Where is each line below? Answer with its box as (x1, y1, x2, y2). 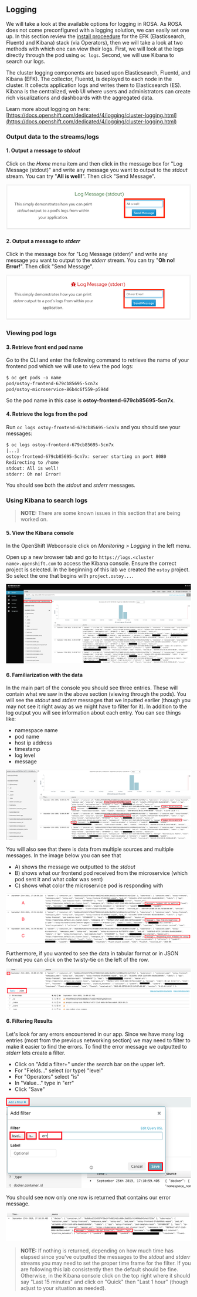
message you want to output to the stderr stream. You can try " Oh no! (6, 257, 175, 264)
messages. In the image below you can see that (6, 851, 121, 859)
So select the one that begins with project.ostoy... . (6, 572, 134, 580)
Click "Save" (14, 1086, 45, 1093)
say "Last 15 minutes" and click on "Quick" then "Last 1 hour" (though (20, 1278, 189, 1285)
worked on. (20, 516, 48, 523)
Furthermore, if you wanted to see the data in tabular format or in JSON (6, 949, 179, 956)
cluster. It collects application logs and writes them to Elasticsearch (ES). (6, 82, 182, 89)
